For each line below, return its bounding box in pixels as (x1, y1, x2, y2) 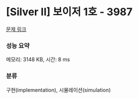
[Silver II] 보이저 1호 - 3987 (6, 5, 133, 19)
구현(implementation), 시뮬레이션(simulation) (6, 86, 111, 93)
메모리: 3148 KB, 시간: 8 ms (6, 56, 70, 63)
